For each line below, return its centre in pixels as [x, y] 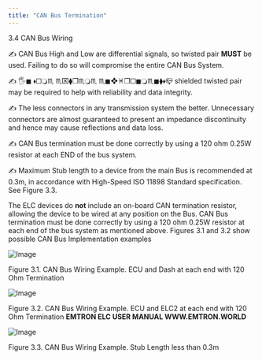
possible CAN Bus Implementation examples [80, 239]
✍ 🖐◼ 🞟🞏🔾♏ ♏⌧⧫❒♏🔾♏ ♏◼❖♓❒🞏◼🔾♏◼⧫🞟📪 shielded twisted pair [125, 80]
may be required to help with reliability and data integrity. [100, 92]
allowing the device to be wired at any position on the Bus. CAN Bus [118, 213]
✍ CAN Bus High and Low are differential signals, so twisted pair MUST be [130, 54]
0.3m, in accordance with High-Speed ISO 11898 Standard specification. [125, 181]
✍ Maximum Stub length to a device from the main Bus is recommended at [131, 170]
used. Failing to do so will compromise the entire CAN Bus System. [116, 65]
